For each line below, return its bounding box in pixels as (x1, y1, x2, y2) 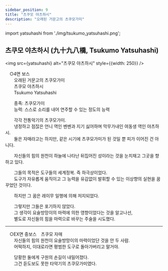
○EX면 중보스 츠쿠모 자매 (9, 231, 62, 237)
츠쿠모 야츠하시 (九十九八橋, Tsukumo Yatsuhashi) (5, 46, 159, 54)
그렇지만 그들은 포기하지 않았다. (13, 203, 76, 209)
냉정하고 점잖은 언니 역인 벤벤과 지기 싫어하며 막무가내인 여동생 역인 (13, 123, 146, 129)
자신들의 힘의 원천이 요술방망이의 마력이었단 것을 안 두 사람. (13, 237, 130, 243)
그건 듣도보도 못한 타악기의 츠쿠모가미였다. (13, 260, 97, 266)
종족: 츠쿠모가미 (13, 100, 45, 106)
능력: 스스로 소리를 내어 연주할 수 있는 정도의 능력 (13, 106, 110, 112)
